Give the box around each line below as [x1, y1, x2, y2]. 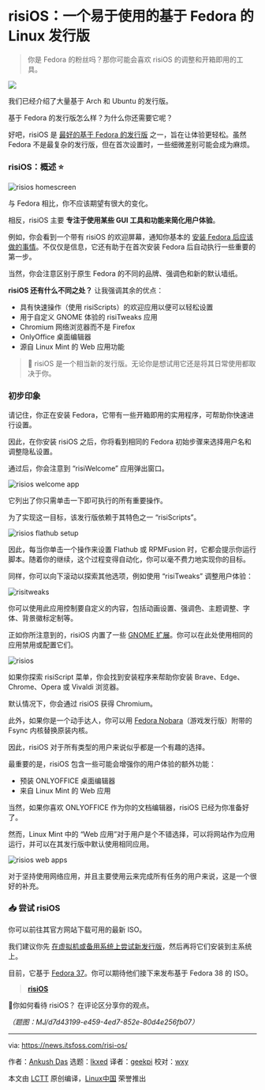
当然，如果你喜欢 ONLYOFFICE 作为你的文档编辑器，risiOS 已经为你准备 [8, 802, 243, 812]
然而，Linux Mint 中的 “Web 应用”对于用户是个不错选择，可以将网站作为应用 [8, 829, 256, 838]
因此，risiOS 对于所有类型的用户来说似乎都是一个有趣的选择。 [8, 742, 210, 751]
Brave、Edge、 [194, 672, 244, 681]
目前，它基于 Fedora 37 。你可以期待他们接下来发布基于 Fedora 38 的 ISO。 [8, 968, 252, 978]
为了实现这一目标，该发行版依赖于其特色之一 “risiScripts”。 [8, 512, 201, 522]
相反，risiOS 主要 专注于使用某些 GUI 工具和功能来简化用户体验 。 [8, 215, 220, 225]
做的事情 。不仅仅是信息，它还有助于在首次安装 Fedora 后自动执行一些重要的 [8, 242, 256, 252]
